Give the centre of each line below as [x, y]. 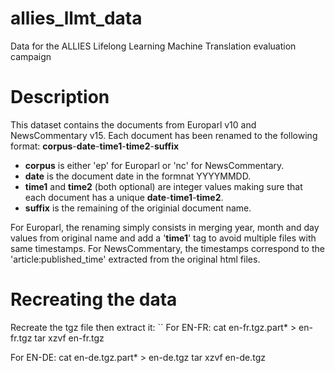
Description [60, 97]
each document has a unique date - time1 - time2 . [124, 197]
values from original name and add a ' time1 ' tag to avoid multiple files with [163, 238]
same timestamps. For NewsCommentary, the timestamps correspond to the [167, 248]
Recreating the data [94, 299]
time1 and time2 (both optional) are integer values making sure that [163, 186]
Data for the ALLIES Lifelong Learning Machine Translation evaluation [153, 46]
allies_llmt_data [76, 18]
